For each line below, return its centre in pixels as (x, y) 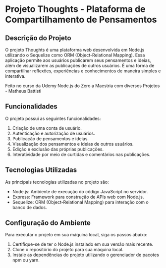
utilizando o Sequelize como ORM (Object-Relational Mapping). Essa (75, 55)
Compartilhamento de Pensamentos (81, 20)
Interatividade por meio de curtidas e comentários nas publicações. (81, 154)
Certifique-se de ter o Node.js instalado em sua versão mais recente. (83, 244)
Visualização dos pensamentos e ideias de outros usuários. (73, 144)
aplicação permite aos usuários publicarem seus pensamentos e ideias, (78, 60)
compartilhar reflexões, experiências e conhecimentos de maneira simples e (83, 71)
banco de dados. (29, 207)
